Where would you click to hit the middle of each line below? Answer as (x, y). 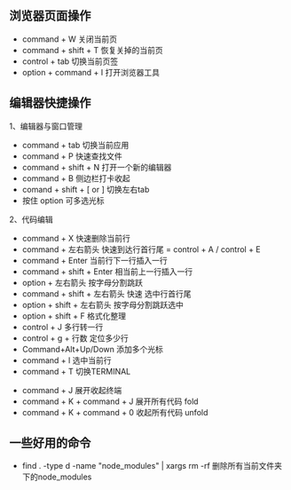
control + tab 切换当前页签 (70, 61)
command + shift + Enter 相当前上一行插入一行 (107, 271)
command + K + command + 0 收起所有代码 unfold (115, 412)
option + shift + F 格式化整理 (74, 316)
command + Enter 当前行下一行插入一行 (95, 260)
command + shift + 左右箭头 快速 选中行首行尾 (106, 293)
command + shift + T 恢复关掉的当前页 (93, 50)
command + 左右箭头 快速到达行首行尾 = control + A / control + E (142, 249)
